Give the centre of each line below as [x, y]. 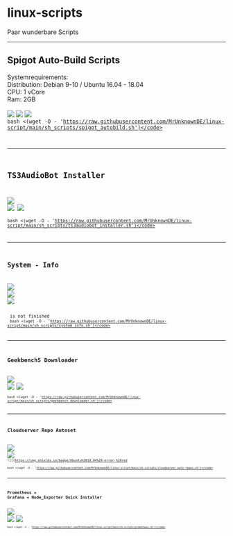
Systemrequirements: [38, 77]
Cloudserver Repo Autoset [42, 430]
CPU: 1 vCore [26, 92]
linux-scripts [45, 13]
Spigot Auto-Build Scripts [63, 60]
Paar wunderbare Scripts [43, 32]
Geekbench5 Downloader [43, 360]
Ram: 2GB [21, 99]
